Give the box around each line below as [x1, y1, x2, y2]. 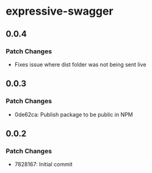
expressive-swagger [5, 4, 114, 18]
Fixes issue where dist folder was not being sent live [14, 61, 147, 68]
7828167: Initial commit [14, 161, 73, 168]
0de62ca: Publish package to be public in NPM [14, 111, 133, 118]
